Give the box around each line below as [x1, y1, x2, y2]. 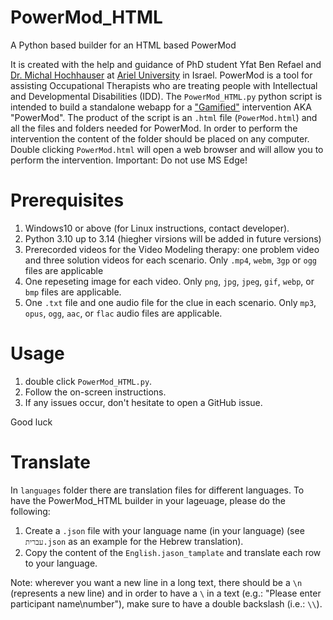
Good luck [10, 416, 53, 428]
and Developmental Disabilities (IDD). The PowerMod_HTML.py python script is [10, 90, 323, 102]
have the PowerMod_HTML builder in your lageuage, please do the [10, 494, 286, 506]
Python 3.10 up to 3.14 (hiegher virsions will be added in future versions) [24, 232, 322, 245]
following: [10, 505, 51, 517]
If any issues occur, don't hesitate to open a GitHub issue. [24, 396, 263, 408]
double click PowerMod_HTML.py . [24, 375, 153, 387]
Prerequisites [10, 189, 125, 212]
